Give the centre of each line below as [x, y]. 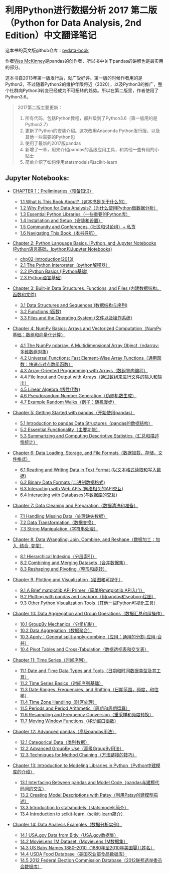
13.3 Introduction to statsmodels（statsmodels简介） [74, 807]
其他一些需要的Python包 [50, 137]
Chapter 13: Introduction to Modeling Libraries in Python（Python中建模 [86, 765]
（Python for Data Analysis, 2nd [73, 23]
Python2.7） [38, 124]
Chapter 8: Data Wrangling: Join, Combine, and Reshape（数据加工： [84, 539]
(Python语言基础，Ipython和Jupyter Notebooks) [62, 249]
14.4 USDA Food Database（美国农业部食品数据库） [74, 854]
